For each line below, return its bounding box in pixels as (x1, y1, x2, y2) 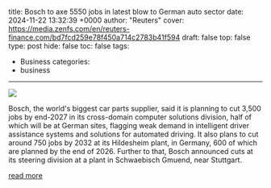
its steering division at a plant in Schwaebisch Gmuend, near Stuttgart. (8, 155, 243, 165)
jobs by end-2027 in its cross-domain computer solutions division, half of (8, 112, 252, 122)
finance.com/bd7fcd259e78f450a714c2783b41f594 (8, 32, 181, 42)
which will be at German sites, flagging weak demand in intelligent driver (8, 121, 250, 130)
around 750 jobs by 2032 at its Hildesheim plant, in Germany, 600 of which (8, 138, 258, 148)
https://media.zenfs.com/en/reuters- (8, 24, 131, 33)
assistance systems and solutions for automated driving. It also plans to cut (8, 129, 259, 139)
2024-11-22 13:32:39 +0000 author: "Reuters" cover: (8, 15, 185, 25)
